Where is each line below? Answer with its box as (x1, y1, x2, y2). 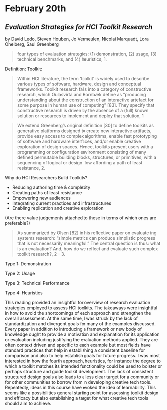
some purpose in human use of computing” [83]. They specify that (17, 102, 155, 108)
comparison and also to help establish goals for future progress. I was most (5, 353, 160, 358)
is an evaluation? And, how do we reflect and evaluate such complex (17, 246, 158, 252)
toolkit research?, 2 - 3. (17, 251, 66, 257)
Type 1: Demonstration (5, 261, 51, 267)
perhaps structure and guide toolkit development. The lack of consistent (5, 369, 153, 374)
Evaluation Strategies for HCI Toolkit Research (5, 23, 153, 31)
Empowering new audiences (12, 195, 71, 201)
